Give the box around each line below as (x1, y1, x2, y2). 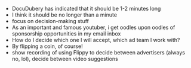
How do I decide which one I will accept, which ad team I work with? (11, 37, 180, 43)
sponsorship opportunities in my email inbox (11, 30, 121, 37)
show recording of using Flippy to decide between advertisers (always (11, 49, 185, 56)
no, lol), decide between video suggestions (11, 56, 118, 62)
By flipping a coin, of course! (11, 43, 83, 50)
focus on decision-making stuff (11, 18, 90, 24)
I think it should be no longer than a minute (11, 11, 118, 18)
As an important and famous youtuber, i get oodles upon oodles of (11, 24, 175, 31)
